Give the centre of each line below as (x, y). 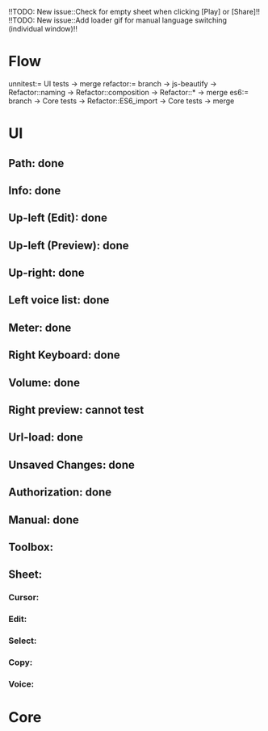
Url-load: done (46, 438)
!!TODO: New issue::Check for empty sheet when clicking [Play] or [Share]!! (134, 12)
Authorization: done (60, 493)
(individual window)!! (43, 29)
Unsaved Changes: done (72, 464)
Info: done (35, 190)
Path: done (36, 163)
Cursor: (24, 598)
